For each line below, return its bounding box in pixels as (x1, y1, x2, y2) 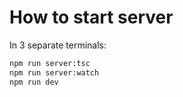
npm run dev (9, 77, 59, 87)
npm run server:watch (9, 67, 100, 78)
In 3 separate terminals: (9, 39, 107, 51)
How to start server (9, 6, 174, 29)
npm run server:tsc (9, 58, 91, 68)
